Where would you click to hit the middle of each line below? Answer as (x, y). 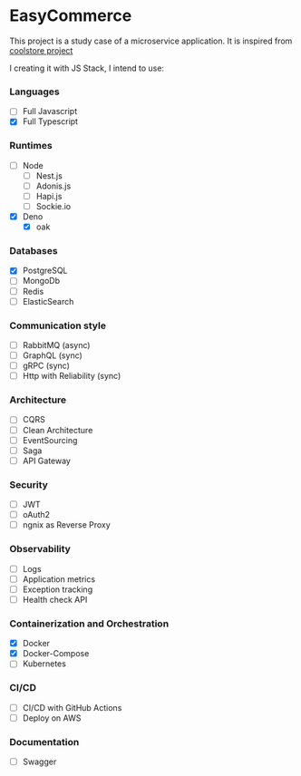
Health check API (55, 599)
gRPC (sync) (46, 366)
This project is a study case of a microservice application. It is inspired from (151, 41)
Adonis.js (53, 186)
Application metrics (59, 579)
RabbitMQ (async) (56, 344)
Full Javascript (50, 112)
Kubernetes (44, 664)
